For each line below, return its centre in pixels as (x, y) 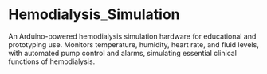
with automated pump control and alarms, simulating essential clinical (123, 53)
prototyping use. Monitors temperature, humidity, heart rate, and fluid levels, (133, 44)
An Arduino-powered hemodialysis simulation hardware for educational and (132, 36)
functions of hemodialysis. (52, 61)
